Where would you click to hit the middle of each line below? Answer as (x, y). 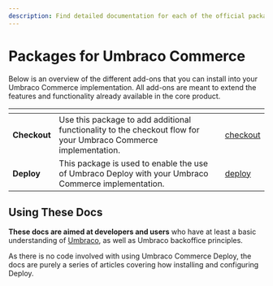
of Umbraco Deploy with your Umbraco (134, 173)
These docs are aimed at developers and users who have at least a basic (132, 232)
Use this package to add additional (125, 119)
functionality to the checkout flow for (129, 129)
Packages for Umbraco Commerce (127, 56)
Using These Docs (56, 212)
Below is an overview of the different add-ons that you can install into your (133, 79)
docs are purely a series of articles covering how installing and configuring (134, 265)
